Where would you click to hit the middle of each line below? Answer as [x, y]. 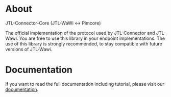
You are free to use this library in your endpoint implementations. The [92, 38]
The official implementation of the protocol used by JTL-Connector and [80, 33]
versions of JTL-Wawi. [29, 49]
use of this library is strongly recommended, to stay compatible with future [84, 43]
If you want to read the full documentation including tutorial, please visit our [85, 84]
